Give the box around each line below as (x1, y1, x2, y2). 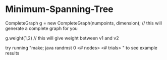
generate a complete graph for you (5, 25, 78, 31)
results (5, 50, 20, 56)
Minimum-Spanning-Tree (5, 3, 114, 15)
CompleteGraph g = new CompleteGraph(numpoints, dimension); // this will (5, 20, 162, 26)
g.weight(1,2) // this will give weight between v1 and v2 (5, 35, 120, 41)
